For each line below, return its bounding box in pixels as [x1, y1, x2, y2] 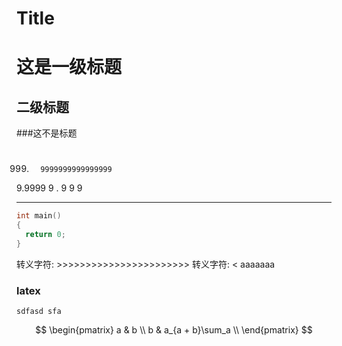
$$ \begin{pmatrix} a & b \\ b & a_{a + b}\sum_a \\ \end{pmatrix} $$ [35, 324, 313, 336]
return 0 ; [25, 230, 66, 240]
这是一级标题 [16, 56, 123, 79]
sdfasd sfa [16, 307, 62, 317]
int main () [16, 211, 62, 221]
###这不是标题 [16, 127, 78, 139]
